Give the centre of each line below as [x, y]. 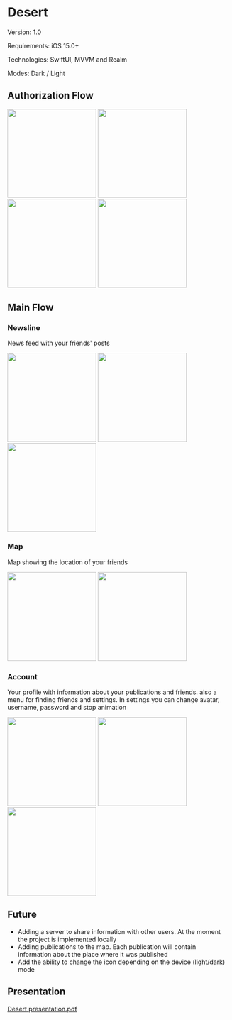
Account [22, 676]
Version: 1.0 [24, 32]
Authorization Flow [50, 95]
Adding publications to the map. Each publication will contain [107, 947]
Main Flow [31, 308]
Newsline [24, 328]
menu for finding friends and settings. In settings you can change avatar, [114, 700]
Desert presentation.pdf [42, 1009]
